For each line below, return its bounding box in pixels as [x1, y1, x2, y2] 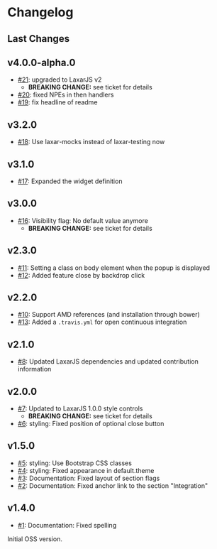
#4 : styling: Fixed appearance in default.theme [17, 466, 155, 474]
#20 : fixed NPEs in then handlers [17, 90, 114, 99]
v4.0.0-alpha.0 [7, 56, 76, 68]
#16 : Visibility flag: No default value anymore [17, 216, 149, 224]
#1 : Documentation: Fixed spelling [17, 521, 117, 529]
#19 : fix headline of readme [17, 98, 98, 107]
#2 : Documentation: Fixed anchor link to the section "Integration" [17, 481, 208, 490]
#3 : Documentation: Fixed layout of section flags [17, 474, 160, 482]
